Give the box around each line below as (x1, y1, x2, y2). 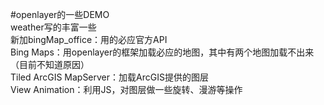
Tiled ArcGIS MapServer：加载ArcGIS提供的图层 (10, 71, 209, 83)
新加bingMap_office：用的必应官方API (10, 34, 168, 45)
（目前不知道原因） (10, 59, 90, 70)
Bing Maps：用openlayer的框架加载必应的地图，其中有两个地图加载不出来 (10, 46, 315, 58)
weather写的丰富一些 (10, 21, 97, 33)
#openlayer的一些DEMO (10, 9, 110, 20)
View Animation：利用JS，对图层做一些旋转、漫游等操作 (10, 84, 243, 95)
